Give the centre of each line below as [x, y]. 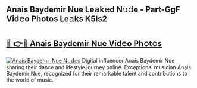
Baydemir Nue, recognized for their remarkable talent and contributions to [97, 74]
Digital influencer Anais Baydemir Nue [128, 61]
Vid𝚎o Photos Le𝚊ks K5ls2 [57, 19]
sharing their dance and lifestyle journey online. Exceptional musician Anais [99, 67]
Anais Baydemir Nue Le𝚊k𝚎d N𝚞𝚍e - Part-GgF [93, 10]
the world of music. [30, 80]
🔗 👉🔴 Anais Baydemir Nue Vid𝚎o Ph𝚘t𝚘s [84, 43]
